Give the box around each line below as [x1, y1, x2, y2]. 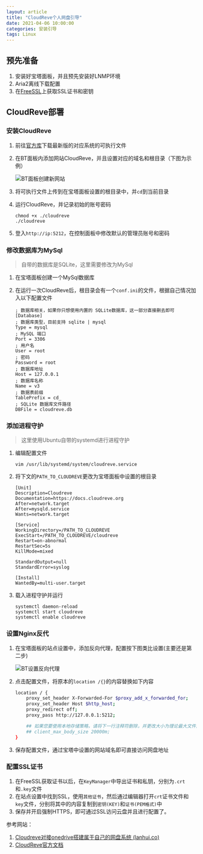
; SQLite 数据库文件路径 [14, 401, 71, 407]
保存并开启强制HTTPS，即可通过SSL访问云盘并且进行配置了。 [14, 807, 170, 815]
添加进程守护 [6, 421, 44, 430]
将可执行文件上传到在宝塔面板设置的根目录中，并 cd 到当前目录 [14, 188, 169, 195]
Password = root [14, 360, 56, 366]
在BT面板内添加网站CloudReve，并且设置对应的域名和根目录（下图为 [14, 154, 187, 162]
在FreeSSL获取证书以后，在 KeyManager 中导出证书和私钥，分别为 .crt [14, 777, 185, 784]
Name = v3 [14, 383, 40, 389]
